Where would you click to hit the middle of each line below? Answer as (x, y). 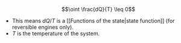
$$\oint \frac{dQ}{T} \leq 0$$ (98, 9)
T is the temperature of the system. (56, 33)
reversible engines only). (43, 27)
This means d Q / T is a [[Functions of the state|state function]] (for (93, 21)
